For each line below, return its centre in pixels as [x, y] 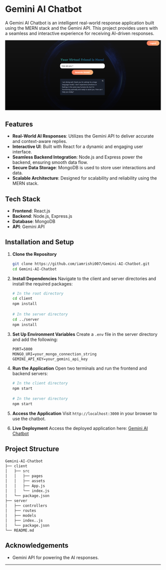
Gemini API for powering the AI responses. [56, 557]
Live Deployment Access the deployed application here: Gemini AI [80, 428]
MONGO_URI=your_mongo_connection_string [54, 354]
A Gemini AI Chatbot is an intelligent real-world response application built [80, 23]
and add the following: [35, 339]
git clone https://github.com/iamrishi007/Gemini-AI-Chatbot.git [81, 264]
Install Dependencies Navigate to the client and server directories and [84, 279]
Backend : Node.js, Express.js [42, 216]
